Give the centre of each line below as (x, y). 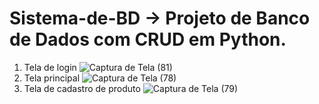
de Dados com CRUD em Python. (148, 39)
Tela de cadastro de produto (82, 88)
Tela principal (52, 78)
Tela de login (50, 67)
